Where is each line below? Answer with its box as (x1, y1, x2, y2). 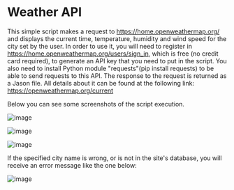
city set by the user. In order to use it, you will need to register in (7, 42, 192, 50)
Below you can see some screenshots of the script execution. (7, 100, 185, 108)
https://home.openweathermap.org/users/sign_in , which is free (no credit (7, 49, 219, 58)
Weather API (7, 4, 82, 20)
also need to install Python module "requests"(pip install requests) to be (7, 64, 214, 72)
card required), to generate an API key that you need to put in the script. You (7, 56, 227, 65)
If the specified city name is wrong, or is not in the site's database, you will (7, 154, 222, 162)
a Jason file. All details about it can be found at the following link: (7, 79, 194, 87)
